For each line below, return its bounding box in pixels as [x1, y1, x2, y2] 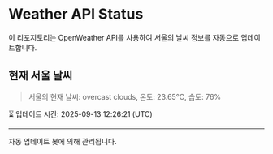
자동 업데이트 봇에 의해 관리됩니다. [8, 136, 117, 146]
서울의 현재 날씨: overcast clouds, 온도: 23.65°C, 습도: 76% [28, 92, 222, 101]
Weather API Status [8, 5, 144, 24]
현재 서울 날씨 [8, 69, 73, 83]
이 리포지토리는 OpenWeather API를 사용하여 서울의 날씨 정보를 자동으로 [8, 32, 240, 42]
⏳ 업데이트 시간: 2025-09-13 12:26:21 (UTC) [8, 109, 153, 118]
